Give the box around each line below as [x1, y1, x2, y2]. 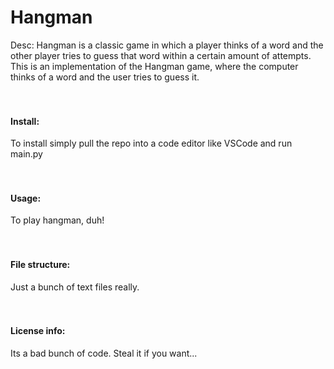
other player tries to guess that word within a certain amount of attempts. [10, 49, 312, 61]
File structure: [10, 258, 71, 270]
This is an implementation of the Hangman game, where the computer [10, 60, 299, 72]
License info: [10, 325, 66, 337]
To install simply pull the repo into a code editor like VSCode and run [10, 137, 293, 150]
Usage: [10, 192, 42, 204]
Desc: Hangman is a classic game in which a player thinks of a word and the [10, 39, 324, 51]
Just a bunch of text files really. [10, 281, 140, 293]
